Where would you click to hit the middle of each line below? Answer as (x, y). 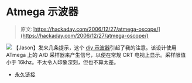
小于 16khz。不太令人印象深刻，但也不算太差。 (63, 62)
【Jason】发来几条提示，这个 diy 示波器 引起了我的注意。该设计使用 (95, 48)
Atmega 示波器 (42, 12)
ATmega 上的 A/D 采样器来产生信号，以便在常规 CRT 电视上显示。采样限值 (96, 55)
